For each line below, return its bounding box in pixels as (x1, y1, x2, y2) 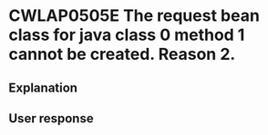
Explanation (8, 80, 78, 95)
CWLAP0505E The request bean (8, 5, 261, 26)
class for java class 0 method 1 (8, 24, 245, 45)
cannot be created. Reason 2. (8, 44, 236, 64)
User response (8, 111, 94, 126)
